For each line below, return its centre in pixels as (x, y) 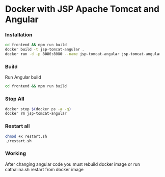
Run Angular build (23, 77)
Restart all (18, 126)
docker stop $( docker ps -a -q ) (38, 109)
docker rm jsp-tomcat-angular (36, 114)
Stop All (15, 99)
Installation (19, 35)
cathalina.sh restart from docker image (44, 169)
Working (15, 153)
